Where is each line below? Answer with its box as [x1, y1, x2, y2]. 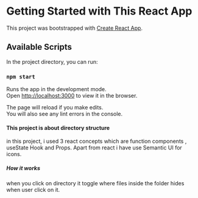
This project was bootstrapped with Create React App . [6, 24, 143, 32]
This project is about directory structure [6, 124, 110, 131]
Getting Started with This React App [6, 4, 193, 18]
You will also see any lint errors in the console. [6, 111, 123, 118]
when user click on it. [6, 186, 60, 194]
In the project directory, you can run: [6, 58, 98, 65]
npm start [6, 73, 35, 80]
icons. [6, 151, 22, 158]
